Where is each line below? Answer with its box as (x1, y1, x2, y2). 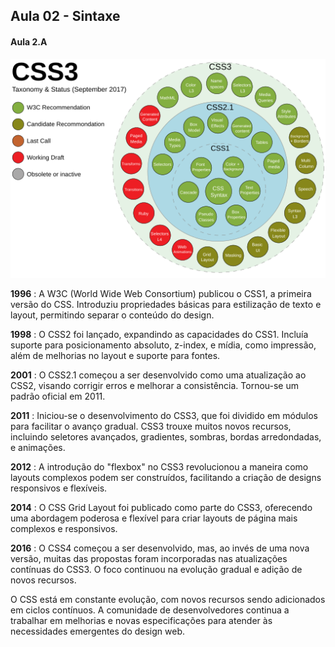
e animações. (10, 442, 66, 454)
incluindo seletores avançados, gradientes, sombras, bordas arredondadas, (10, 431, 322, 443)
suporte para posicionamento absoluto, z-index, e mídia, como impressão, (10, 339, 317, 351)
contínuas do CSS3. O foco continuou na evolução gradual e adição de (10, 564, 303, 576)
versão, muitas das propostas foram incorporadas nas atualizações (10, 553, 288, 565)
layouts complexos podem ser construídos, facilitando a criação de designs (10, 472, 322, 484)
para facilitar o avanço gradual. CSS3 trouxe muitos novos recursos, (10, 420, 292, 433)
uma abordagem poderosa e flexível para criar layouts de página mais (10, 512, 298, 524)
